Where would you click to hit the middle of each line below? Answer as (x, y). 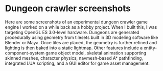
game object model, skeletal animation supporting (96, 53)
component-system (25, 53)
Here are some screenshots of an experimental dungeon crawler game (76, 22)
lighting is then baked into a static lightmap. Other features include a (74, 48)
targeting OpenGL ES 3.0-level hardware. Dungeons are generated (72, 32)
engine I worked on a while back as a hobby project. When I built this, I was (81, 27)
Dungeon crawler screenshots (68, 9)
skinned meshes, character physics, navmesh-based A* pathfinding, (74, 58)
